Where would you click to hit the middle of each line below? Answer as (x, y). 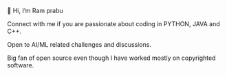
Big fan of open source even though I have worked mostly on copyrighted (111, 58)
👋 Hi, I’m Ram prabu (35, 11)
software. (21, 65)
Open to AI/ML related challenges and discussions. (79, 44)
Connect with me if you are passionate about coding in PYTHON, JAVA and (113, 24)
